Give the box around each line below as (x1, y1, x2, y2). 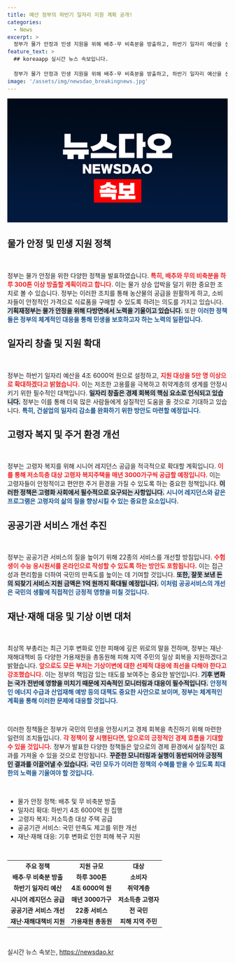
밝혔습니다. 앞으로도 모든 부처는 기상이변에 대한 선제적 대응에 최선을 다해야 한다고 (7, 662, 227, 670)
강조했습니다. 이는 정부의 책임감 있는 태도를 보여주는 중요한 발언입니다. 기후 (7, 670, 213, 679)
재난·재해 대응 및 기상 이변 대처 (7, 610, 131, 623)
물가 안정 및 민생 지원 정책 (7, 238, 112, 250)
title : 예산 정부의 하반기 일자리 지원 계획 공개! (7, 11, 133, 18)
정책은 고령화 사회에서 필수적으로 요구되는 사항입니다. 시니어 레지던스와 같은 (20, 488, 226, 497)
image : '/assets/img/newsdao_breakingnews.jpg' (7, 78, 149, 85)
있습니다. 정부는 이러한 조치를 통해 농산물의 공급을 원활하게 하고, (34, 289, 211, 297)
